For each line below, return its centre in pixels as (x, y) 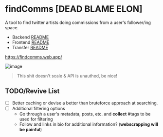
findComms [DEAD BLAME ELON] (74, 9)
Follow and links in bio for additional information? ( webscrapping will (89, 124)
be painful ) (31, 129)
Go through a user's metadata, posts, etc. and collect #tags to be (85, 114)
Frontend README (31, 42)
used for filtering (36, 119)
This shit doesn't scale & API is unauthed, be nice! (67, 76)
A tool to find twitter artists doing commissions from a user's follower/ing (78, 22)
